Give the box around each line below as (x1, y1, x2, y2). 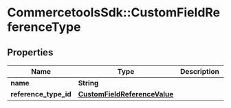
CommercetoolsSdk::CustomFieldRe (7, 5, 221, 21)
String (78, 79, 99, 87)
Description (179, 67, 220, 76)
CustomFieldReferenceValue (78, 90, 174, 98)
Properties (7, 46, 54, 58)
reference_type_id (10, 90, 72, 98)
